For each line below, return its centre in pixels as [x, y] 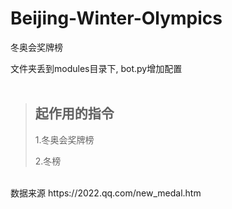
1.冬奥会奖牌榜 [64, 139]
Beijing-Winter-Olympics [116, 18]
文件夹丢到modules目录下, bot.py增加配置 [96, 68]
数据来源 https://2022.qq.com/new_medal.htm [106, 193]
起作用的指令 [74, 113]
